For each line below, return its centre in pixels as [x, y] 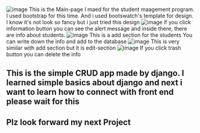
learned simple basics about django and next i [94, 83]
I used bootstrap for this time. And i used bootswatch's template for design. [100, 16]
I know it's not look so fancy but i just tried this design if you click [98, 22]
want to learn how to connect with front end [90, 92]
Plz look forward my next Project [69, 122]
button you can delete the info [44, 54]
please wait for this [43, 102]
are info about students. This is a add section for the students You [99, 35]
